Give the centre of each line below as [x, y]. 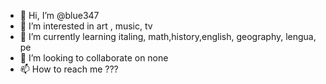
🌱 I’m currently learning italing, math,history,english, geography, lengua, [168, 36]
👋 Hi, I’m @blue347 [59, 15]
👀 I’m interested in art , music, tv [86, 26]
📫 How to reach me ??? [69, 69]
